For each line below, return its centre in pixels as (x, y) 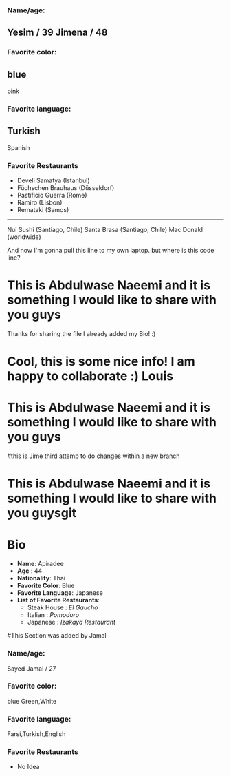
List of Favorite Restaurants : (58, 600)
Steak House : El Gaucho (63, 607)
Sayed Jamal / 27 (32, 668)
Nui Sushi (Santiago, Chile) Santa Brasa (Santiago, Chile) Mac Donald (105, 230)
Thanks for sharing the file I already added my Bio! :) (81, 334)
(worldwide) (24, 237)
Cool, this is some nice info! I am (101, 362)
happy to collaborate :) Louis (90, 376)
